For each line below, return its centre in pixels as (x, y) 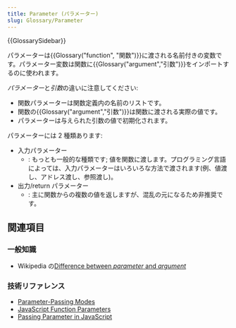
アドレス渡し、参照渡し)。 (79, 176)
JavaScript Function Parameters (64, 309)
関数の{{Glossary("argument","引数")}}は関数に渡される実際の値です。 (119, 111)
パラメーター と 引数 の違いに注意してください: (73, 87)
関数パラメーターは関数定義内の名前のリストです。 (91, 102)
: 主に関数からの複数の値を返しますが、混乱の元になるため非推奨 (122, 194)
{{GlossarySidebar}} (37, 40)
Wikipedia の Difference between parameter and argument (102, 266)
